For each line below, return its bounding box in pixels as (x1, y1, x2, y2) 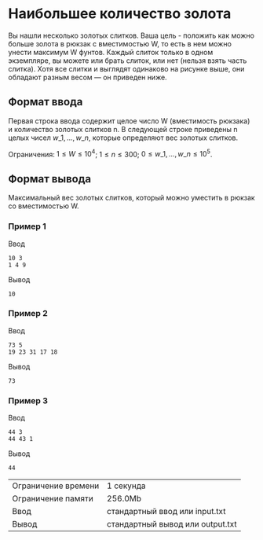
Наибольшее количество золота (8, 5, 232, 23)
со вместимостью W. (8, 201, 80, 211)
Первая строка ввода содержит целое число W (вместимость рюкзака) (8, 116, 250, 126)
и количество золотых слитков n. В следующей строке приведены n (8, 124, 238, 134)
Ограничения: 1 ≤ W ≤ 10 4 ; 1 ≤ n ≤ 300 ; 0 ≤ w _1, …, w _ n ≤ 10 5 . (8, 148, 213, 159)
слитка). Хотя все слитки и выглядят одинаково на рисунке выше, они (8, 64, 245, 73)
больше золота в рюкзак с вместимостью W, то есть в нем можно (8, 39, 232, 48)
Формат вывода (8, 172, 92, 186)
